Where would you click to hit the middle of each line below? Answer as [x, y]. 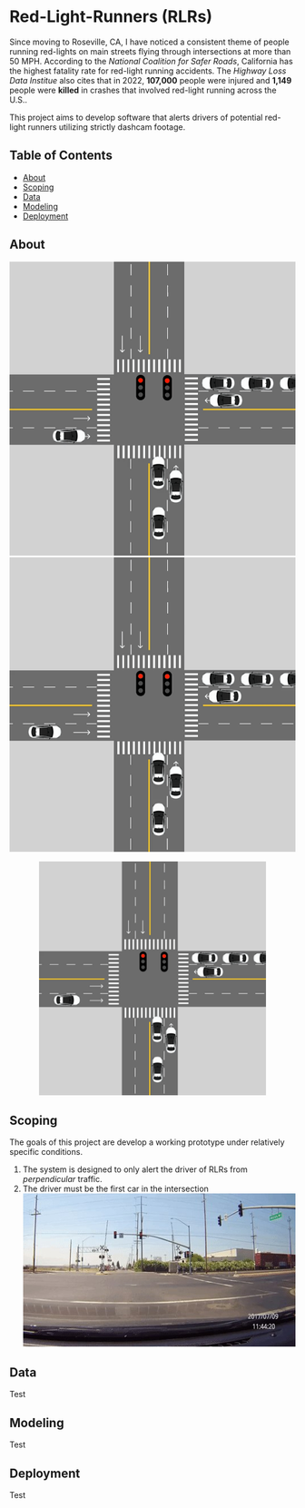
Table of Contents [61, 156]
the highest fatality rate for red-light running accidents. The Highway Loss [148, 71]
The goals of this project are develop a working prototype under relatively [147, 1142]
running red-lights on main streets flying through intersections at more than [150, 51]
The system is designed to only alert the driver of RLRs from [135, 1169]
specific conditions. [46, 1152]
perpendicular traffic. [62, 1179]
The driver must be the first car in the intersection [115, 1189]
